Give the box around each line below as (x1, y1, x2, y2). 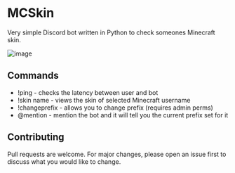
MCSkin (7, 5, 55, 21)
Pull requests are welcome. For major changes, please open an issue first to (7, 150, 227, 158)
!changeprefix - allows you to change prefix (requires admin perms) (17, 103, 214, 112)
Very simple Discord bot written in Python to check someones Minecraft (7, 28, 215, 37)
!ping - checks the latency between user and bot (17, 88, 159, 96)
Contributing (7, 132, 65, 143)
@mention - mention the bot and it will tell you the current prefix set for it (17, 110, 229, 119)
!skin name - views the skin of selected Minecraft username (17, 96, 191, 104)
